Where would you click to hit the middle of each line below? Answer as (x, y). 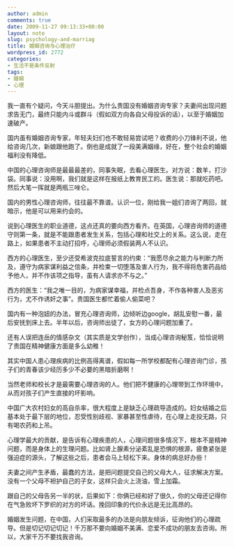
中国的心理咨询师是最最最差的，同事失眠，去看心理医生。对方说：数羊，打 (114, 170)
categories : (24, 59)
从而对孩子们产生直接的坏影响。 (53, 393)
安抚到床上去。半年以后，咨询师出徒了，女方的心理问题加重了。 (104, 323)
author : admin (28, 14)
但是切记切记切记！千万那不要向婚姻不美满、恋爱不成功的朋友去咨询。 (120, 528)
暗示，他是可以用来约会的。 (47, 211)
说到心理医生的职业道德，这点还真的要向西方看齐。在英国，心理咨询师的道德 (117, 226)
